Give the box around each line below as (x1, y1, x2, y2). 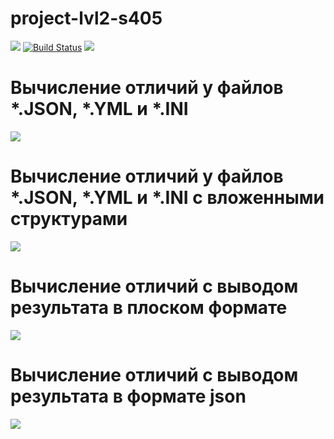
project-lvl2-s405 (10, 7, 163, 30)
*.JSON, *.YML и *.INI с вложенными (10, 187, 325, 209)
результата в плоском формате (10, 297, 288, 319)
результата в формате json (10, 385, 247, 407)
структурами (10, 208, 128, 231)
